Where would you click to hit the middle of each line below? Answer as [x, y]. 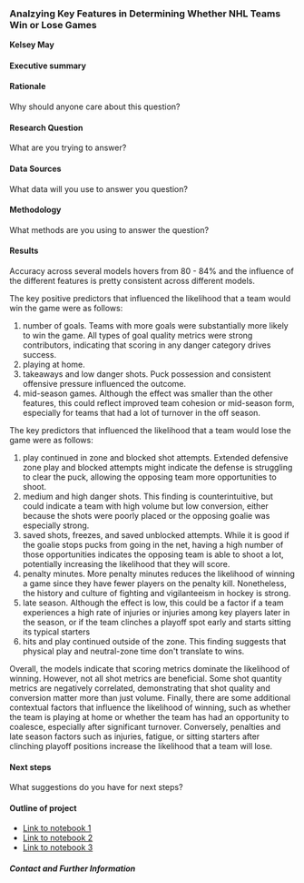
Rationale [28, 86]
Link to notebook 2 [58, 838]
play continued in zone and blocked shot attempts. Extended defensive [155, 457]
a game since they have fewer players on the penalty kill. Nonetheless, [155, 583]
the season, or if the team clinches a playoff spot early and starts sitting [157, 622]
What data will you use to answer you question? [99, 188]
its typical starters [56, 632]
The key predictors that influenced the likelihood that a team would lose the [151, 430]
